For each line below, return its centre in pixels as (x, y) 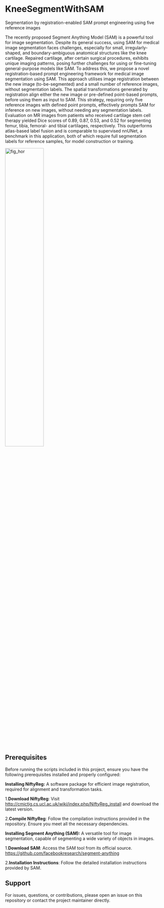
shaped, (13, 53)
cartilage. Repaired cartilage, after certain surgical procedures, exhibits (77, 58)
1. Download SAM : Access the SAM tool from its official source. (69, 848)
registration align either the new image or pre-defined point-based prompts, (82, 94)
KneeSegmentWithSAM (55, 9)
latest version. (19, 809)
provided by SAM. (23, 868)
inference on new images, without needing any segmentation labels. (74, 110)
